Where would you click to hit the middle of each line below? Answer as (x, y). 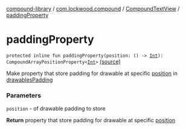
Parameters (24, 95)
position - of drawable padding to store (56, 109)
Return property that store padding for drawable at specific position (91, 120)
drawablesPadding (30, 80)
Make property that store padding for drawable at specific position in (92, 73)
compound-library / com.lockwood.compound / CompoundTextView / (93, 9)
